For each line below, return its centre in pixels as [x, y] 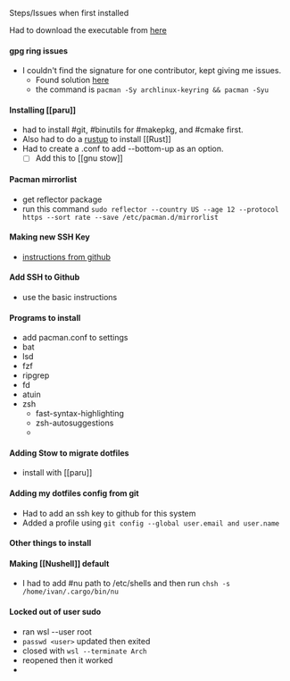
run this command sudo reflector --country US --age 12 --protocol [150, 208]
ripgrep [36, 375]
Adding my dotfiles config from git [75, 493]
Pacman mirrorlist [43, 180]
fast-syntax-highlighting [80, 414]
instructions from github [66, 256]
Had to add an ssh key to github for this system [109, 513]
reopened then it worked [67, 660]
